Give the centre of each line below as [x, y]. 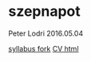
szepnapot [45, 11]
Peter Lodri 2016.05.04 [46, 33]
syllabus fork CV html [44, 48]
